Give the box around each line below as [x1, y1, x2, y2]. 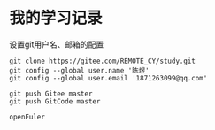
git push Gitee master [9, 89, 93, 98]
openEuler [9, 112, 46, 121]
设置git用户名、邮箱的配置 [9, 39, 104, 50]
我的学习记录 [9, 8, 104, 28]
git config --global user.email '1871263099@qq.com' [9, 73, 208, 82]
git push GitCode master [9, 96, 101, 106]
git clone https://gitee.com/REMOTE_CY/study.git [9, 57, 196, 65]
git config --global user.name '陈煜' [9, 65, 150, 75]
